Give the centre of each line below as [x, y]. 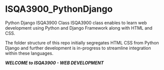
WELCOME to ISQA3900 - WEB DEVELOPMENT [54, 63]
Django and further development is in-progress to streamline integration [78, 48]
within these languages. [29, 53]
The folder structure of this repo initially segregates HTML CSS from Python [82, 42]
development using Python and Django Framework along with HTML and [79, 28]
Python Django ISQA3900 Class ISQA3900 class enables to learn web [76, 23]
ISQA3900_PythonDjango [59, 9]
